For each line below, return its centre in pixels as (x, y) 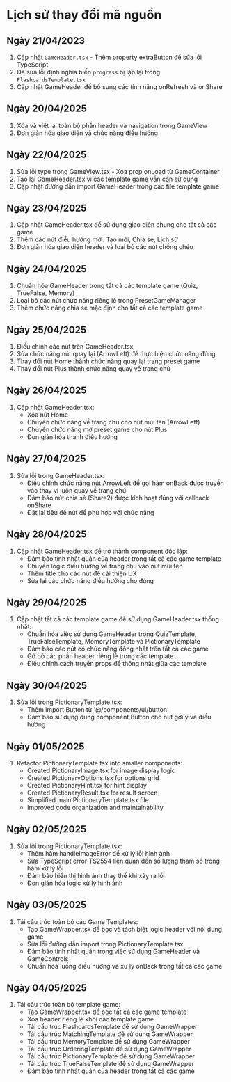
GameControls (48, 958)
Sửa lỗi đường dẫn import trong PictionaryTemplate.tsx (105, 944)
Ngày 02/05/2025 (47, 829)
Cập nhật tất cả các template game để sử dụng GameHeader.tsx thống (118, 619)
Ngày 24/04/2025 (47, 269)
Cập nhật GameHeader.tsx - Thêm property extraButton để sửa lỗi (109, 57)
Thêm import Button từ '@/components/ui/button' (98, 710)
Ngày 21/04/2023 (46, 41)
